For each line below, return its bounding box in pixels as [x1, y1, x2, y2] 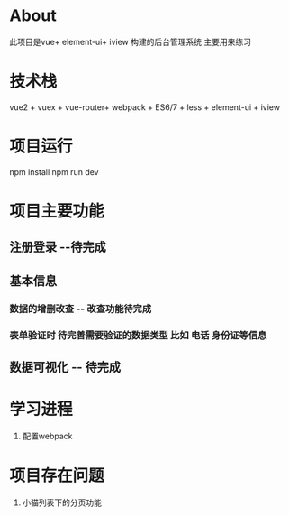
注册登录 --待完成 [9, 240, 106, 255]
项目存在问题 [9, 465, 105, 486]
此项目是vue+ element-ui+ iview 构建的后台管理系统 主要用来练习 [9, 36, 252, 47]
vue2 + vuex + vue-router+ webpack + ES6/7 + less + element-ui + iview [9, 101, 281, 113]
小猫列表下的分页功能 [22, 497, 102, 508]
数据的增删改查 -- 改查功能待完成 [9, 302, 152, 315]
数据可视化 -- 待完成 [9, 360, 122, 375]
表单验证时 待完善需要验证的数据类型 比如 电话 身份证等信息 [9, 328, 267, 341]
